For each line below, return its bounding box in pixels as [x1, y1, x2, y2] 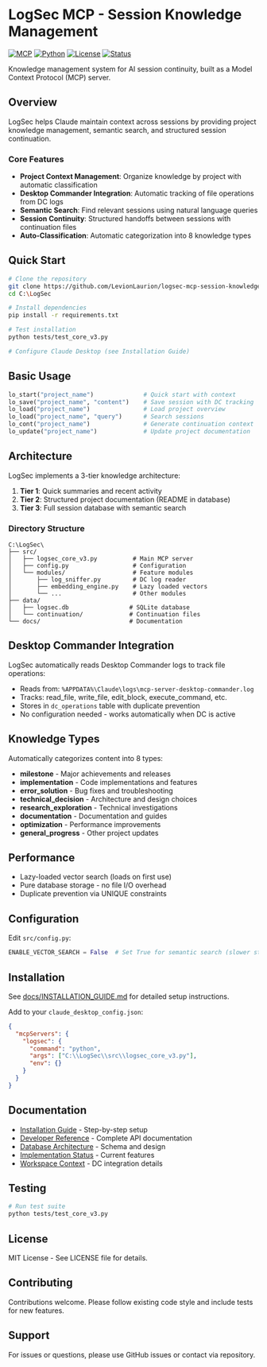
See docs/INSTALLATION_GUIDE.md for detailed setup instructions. [8, 992, 230, 1001]
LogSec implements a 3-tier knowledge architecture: [8, 471, 181, 480]
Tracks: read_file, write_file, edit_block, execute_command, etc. [19, 692, 228, 701]
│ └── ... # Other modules [8, 590, 187, 598]
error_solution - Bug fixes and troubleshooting [19, 786, 173, 795]
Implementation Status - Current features [19, 1150, 155, 1159]
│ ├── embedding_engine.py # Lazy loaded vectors [8, 583, 208, 591]
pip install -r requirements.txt [8, 312, 119, 320]
